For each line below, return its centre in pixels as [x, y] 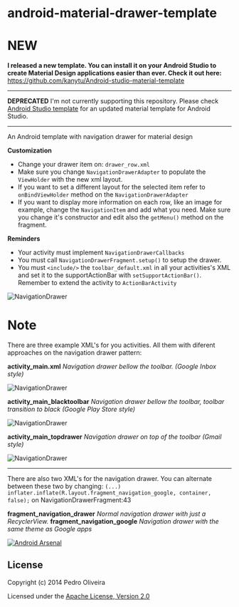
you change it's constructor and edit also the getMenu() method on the [121, 217]
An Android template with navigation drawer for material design [100, 137]
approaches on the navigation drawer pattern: [75, 353]
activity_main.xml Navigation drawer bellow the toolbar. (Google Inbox [112, 367]
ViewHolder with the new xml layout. [70, 180]
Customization [30, 150]
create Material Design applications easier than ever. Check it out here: [115, 73]
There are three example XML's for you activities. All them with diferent [111, 345]
